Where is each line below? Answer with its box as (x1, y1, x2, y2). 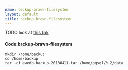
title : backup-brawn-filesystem (5, 16, 71, 21)
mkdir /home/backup (5, 52, 45, 57)
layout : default (5, 12, 38, 17)
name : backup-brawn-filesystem (5, 7, 69, 12)
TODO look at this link (5, 30, 49, 36)
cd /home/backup (5, 56, 38, 61)
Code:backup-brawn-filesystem (5, 41, 72, 47)
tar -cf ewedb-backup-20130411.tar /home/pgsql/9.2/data (5, 60, 124, 65)
